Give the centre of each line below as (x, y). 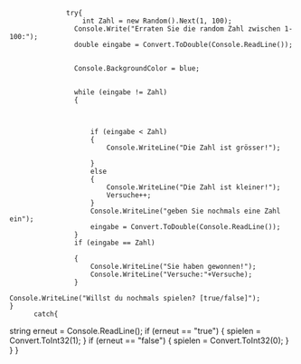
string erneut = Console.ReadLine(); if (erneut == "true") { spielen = (135, 331)
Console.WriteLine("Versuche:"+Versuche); (171, 274)
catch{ (46, 314)
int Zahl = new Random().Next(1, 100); (157, 21)
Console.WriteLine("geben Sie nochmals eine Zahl (185, 211)
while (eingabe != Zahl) (121, 92)
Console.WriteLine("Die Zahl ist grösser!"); (193, 148)
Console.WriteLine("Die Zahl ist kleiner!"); (193, 187)
